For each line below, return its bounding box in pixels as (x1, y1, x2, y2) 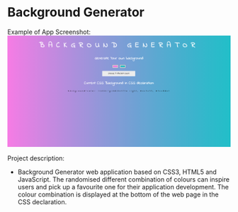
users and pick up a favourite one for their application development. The (17, 183, 229, 192)
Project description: (7, 154, 65, 163)
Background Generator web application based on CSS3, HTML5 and (17, 167, 217, 177)
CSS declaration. (17, 198, 67, 206)
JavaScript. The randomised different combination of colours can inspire (17, 175, 230, 184)
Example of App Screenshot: (7, 28, 91, 36)
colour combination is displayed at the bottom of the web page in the (17, 190, 219, 199)
